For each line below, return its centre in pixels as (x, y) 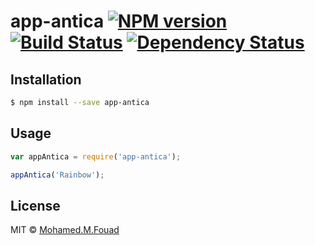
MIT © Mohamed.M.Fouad (65, 230)
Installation (46, 79)
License (35, 205)
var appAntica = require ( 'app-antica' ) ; (96, 156)
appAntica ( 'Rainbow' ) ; (57, 175)
